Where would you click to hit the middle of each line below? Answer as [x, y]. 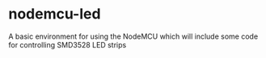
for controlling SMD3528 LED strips [68, 44]
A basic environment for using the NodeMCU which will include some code [133, 36]
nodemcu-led [55, 14]
